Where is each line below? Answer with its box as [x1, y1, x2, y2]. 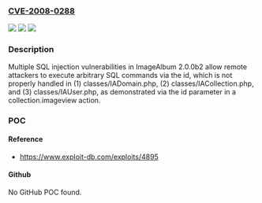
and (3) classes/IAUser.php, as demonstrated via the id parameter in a [8, 87, 237, 96]
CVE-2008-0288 [8, 6, 75, 17]
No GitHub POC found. [8, 187, 82, 197]
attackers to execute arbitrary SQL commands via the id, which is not [8, 70, 233, 79]
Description [8, 44, 54, 55]
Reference [8, 135, 43, 144]
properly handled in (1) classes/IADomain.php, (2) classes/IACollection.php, [8, 79, 254, 88]
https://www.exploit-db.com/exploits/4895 [19, 152, 159, 161]
